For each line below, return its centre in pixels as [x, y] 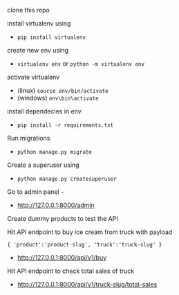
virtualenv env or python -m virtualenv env [81, 64]
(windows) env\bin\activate [58, 98]
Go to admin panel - [36, 192]
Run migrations [29, 138]
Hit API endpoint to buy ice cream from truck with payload [90, 232]
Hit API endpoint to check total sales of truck [71, 271]
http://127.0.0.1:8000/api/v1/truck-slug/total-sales [87, 284]
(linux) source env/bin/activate [63, 90]
